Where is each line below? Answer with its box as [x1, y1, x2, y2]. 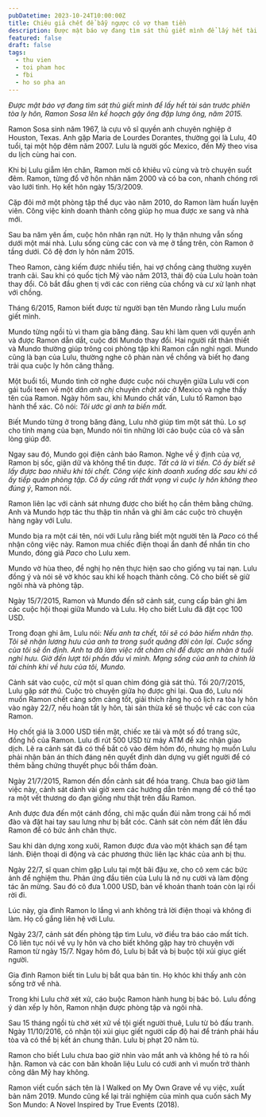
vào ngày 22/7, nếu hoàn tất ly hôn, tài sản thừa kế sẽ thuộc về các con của [8, 703, 256, 712]
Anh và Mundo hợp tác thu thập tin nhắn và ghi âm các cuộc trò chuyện [8, 507, 243, 516]
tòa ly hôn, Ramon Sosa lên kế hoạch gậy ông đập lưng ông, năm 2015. [8, 108, 243, 118]
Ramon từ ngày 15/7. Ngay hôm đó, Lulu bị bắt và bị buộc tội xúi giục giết [8, 946, 246, 956]
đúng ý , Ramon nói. [8, 483, 72, 492]
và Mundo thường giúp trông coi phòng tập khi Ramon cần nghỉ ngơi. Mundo [8, 343, 258, 353]
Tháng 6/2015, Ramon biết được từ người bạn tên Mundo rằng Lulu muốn [8, 303, 246, 312]
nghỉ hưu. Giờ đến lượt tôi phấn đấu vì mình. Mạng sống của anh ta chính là [8, 653, 256, 663]
